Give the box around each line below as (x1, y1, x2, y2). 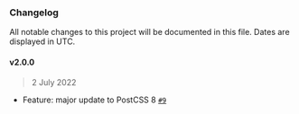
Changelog (9, 6, 59, 19)
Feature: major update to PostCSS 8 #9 (22, 94, 167, 105)
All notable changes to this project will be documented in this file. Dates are (9, 27, 291, 38)
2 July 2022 (31, 76, 77, 87)
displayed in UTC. (9, 36, 76, 47)
